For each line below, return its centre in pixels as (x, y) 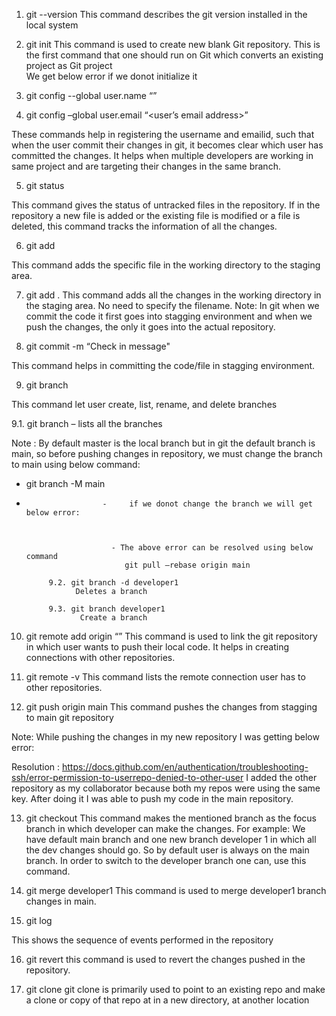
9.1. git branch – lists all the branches (87, 423)
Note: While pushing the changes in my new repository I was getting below (165, 737)
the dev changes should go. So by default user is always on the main (167, 850)
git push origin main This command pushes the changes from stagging (171, 707)
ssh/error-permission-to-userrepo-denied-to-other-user (127, 777)
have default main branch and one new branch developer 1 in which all (171, 839)
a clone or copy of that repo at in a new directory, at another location (167, 1000)
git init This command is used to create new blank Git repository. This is (173, 44)
